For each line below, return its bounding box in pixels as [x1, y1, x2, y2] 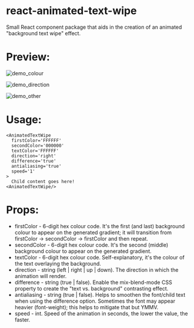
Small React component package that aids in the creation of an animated [6, 23, 182, 31]
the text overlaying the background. [14, 260, 102, 267]
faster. [14, 316, 31, 323]
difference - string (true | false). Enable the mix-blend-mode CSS [14, 279, 172, 286]
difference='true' [11, 158, 57, 164]
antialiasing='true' [11, 163, 62, 169]
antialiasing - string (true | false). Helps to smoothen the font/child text [14, 291, 186, 298]
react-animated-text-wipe [6, 4, 137, 18]
